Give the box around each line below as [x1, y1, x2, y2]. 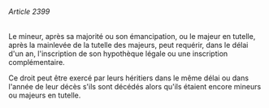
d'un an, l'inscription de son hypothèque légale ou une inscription [8, 49, 228, 58]
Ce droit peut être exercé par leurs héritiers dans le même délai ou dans [8, 73, 249, 83]
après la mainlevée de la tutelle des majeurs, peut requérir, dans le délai [8, 41, 249, 50]
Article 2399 [8, 6, 50, 16]
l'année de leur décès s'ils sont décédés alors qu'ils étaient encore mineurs [8, 82, 262, 92]
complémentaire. [8, 58, 65, 67]
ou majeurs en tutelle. [8, 90, 81, 101]
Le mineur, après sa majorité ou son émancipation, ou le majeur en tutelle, [8, 32, 256, 41]
